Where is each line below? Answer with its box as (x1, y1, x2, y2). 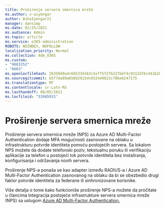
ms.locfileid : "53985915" (5, 94, 58, 99)
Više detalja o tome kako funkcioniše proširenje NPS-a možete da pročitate (5, 187, 157, 193)
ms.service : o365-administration (5, 39, 74, 44)
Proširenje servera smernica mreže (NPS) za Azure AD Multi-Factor (5, 131, 141, 138)
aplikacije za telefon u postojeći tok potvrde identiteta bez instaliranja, (5, 152, 146, 158)
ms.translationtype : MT (5, 80, 54, 85)
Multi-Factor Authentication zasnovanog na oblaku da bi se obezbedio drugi (5, 173, 159, 178)
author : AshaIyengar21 (5, 16, 52, 21)
